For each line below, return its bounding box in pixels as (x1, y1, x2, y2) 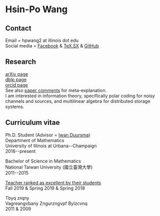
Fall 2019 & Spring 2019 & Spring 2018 (5, 185, 85, 191)
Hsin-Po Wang (5, 4, 68, 15)
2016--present (5, 148, 36, 154)
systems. (5, 103, 24, 110)
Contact (5, 24, 32, 33)
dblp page (5, 76, 27, 83)
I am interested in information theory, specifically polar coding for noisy (5, 93, 155, 99)
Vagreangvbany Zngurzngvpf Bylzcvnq (5, 200, 88, 206)
